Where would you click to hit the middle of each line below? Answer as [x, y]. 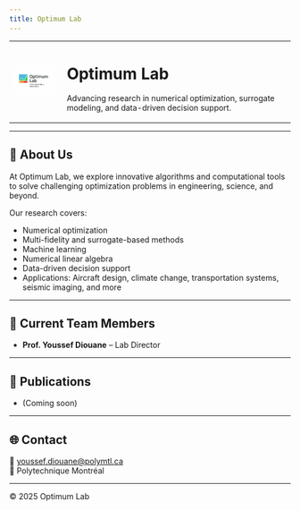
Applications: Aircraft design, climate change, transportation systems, [150, 277]
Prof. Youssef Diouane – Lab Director [91, 345]
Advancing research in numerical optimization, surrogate [171, 98]
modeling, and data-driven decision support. [149, 108]
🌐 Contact [38, 440]
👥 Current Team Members [83, 323]
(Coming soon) [50, 404]
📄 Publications [50, 382]
